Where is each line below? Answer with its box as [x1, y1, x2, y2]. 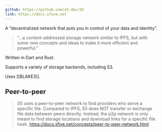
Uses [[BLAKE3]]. [5, 73, 41, 79]
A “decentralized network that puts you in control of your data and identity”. [5, 25, 158, 31]
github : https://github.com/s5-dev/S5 [5, 7, 84, 12]
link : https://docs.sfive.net [5, 12, 67, 17]
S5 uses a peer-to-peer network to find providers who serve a [17, 101, 143, 107]
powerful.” [17, 45, 38, 51]
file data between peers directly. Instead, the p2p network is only [17, 111, 148, 117]
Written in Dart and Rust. [5, 54, 55, 60]
